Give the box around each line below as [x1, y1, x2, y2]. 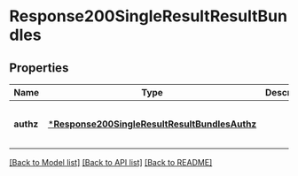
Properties [9, 60, 69, 75]
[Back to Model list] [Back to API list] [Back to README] [9, 157, 213, 167]
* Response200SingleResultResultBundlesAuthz [47, 118, 257, 130]
